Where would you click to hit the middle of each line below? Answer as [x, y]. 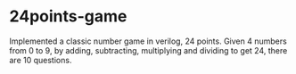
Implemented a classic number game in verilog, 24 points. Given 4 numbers [148, 41]
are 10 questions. [41, 60]
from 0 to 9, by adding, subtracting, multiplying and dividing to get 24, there [148, 50]
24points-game [68, 16]
